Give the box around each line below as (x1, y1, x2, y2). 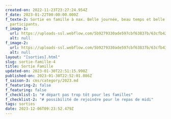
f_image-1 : (5, 26, 28, 31)
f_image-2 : (5, 41, 28, 46)
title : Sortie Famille (5, 64, 53, 69)
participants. (10, 21, 40, 27)
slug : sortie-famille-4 (5, 59, 56, 64)
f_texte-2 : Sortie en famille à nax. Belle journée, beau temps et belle (5, 17, 165, 22)
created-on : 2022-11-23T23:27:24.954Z (5, 7, 88, 13)
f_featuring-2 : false (5, 83, 51, 88)
